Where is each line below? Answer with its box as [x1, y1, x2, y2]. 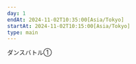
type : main [7, 29, 38, 36]
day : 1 [7, 10, 26, 17]
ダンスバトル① [7, 48, 52, 57]
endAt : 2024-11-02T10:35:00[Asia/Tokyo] [7, 16, 125, 23]
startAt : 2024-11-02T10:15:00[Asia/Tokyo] [7, 22, 131, 29]
